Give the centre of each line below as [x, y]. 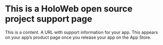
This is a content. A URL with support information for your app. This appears [81, 32]
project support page [49, 19]
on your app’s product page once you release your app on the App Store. [78, 37]
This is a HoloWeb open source [69, 9]
